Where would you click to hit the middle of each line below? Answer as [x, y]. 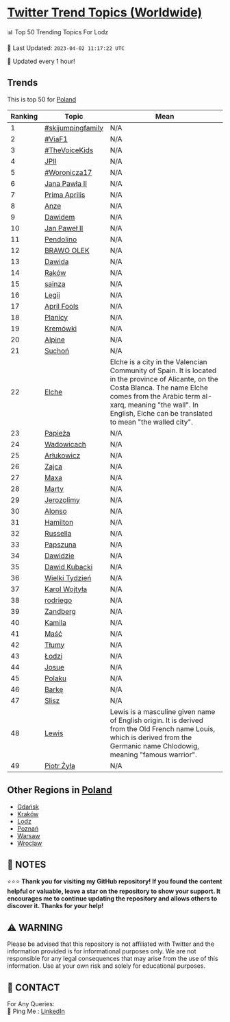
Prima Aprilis [65, 195]
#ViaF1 [56, 139]
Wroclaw [29, 843]
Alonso [55, 511]
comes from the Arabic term [155, 396]
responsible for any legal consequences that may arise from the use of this [113, 959]
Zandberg [60, 611]
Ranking [24, 116]
